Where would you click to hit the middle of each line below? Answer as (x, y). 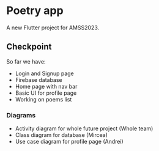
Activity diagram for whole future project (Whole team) (84, 128)
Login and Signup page (45, 73)
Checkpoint (29, 47)
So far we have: (26, 61)
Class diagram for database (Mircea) (61, 135)
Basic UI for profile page (46, 93)
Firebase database (39, 79)
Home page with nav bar (46, 86)
